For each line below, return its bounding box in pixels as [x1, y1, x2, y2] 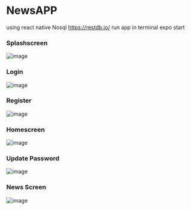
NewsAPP [6, 4, 57, 18]
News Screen [6, 183, 47, 191]
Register [6, 96, 32, 105]
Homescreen [6, 125, 45, 134]
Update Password [6, 154, 60, 163]
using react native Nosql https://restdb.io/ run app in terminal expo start [6, 24, 185, 31]
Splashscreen [6, 39, 48, 47]
